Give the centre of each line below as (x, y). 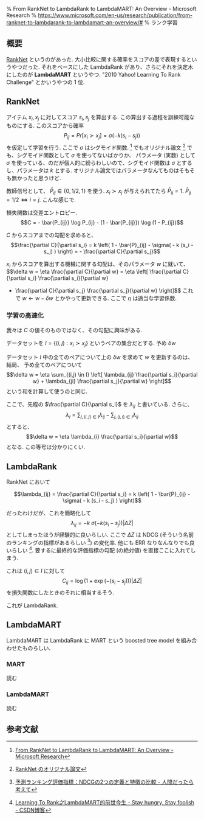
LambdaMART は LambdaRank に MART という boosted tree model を (93, 640)
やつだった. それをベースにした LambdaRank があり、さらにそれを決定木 (102, 67)
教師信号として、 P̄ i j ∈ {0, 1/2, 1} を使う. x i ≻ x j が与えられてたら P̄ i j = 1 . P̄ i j (99, 191)
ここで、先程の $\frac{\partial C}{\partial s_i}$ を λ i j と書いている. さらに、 (100, 405)
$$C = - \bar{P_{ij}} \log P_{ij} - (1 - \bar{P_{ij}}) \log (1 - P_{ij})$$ (102, 222)
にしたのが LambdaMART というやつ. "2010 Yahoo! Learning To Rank (93, 74)
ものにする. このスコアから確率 (45, 126)
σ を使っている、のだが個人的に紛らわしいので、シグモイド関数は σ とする (99, 162)
